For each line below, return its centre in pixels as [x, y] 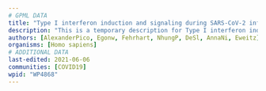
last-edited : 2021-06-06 [49, 60]
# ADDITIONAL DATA [38, 52]
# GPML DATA [28, 15]
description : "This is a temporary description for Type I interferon [127, 30]
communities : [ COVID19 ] [47, 67]
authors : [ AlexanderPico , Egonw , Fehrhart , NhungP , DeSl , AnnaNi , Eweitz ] [134, 38]
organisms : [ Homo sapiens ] [53, 45]
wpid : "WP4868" [33, 74]
